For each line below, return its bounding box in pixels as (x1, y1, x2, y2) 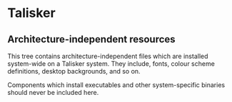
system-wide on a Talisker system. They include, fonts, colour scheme (7, 59, 216, 68)
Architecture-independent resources (7, 33, 176, 45)
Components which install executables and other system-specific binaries (7, 81, 226, 89)
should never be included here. (7, 89, 99, 96)
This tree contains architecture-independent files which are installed (7, 52, 208, 60)
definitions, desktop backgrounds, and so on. (7, 67, 141, 75)
